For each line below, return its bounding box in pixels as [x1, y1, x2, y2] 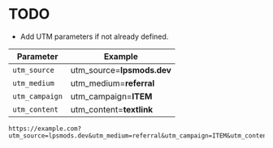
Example [103, 50, 138, 61]
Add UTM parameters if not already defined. [19, 32, 169, 41]
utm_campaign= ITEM [70, 91, 153, 102]
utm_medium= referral [70, 78, 155, 89]
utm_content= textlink [70, 104, 154, 115]
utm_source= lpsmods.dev [70, 64, 172, 75]
